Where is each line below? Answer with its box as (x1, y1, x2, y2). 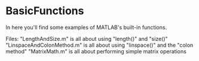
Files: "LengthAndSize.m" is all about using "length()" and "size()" (5, 35, 168, 42)
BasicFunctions (5, 4, 84, 18)
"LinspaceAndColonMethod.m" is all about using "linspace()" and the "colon (5, 41, 194, 49)
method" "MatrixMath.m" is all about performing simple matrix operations (5, 47, 186, 54)
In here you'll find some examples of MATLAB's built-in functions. (5, 24, 167, 31)
